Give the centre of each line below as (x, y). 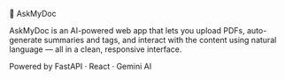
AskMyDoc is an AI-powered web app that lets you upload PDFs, (127, 30)
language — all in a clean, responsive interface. (96, 49)
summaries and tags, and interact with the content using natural (160, 40)
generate (26, 40)
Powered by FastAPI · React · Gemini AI (81, 66)
